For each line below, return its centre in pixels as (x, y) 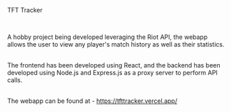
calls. (15, 80)
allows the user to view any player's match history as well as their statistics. (116, 44)
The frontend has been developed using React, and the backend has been (114, 65)
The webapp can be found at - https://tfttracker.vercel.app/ (92, 101)
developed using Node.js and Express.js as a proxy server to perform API (112, 73)
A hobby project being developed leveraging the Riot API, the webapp (107, 37)
